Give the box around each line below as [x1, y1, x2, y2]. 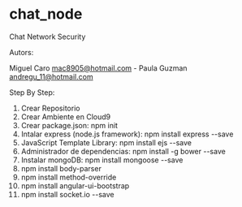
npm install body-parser [20, 163, 102, 173]
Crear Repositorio [20, 103, 80, 113]
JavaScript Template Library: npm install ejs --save [20, 137, 192, 147]
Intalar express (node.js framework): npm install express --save [20, 129, 234, 139]
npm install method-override [20, 172, 117, 182]
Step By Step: [9, 87, 55, 97]
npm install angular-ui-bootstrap [20, 180, 130, 191]
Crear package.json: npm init [20, 120, 119, 130]
